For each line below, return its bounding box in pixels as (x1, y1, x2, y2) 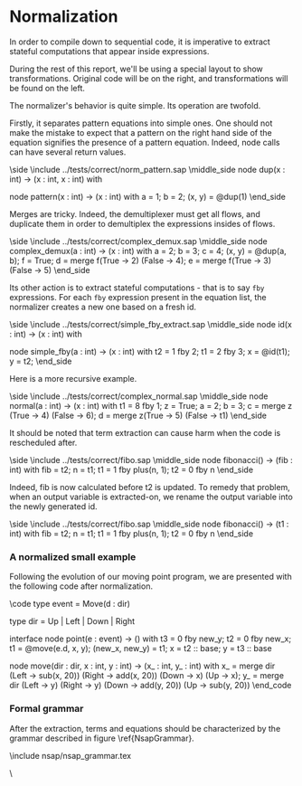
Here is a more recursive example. (9, 373, 137, 384)
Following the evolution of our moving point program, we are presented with (9, 572, 292, 582)
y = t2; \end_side (9, 355, 72, 366)
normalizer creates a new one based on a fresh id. (9, 301, 197, 312)
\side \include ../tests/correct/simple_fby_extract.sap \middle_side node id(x (9, 318, 292, 329)
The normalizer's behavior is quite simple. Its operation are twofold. (9, 99, 261, 110)
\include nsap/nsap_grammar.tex (9, 750, 132, 761)
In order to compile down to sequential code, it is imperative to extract (9, 36, 271, 47)
